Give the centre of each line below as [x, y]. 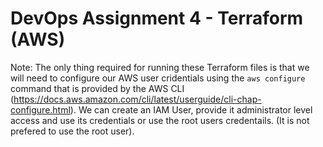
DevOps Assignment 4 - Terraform [157, 18]
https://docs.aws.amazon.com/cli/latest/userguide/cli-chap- [137, 99]
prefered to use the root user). [72, 131]
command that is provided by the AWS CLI [97, 88]
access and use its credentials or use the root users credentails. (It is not [160, 120]
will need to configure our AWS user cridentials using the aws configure [158, 78]
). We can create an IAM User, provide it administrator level [191, 109]
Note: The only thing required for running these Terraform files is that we [160, 67]
